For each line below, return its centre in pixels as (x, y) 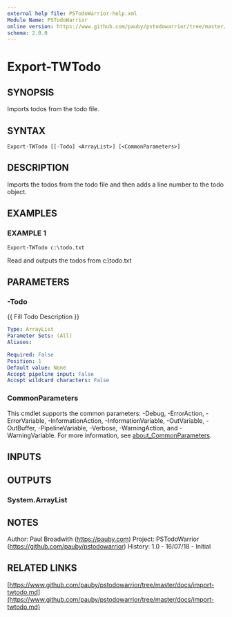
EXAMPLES (32, 214)
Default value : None (37, 368)
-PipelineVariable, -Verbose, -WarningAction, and (108, 428)
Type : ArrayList (30, 330)
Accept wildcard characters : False (58, 381)
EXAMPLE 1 (27, 234)
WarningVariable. (32, 435)
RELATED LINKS (42, 568)
